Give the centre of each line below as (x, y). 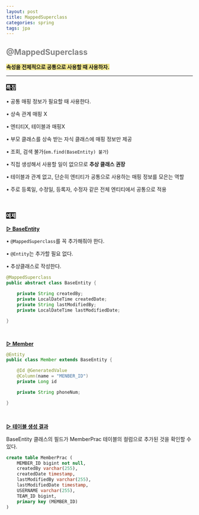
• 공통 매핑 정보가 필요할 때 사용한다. (49, 102)
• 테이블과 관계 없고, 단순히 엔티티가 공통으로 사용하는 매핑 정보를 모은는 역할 (95, 177)
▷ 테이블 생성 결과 (27, 426)
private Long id (37, 382)
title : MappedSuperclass (37, 17)
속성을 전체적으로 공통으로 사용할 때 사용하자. (58, 67)
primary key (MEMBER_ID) (47, 501)
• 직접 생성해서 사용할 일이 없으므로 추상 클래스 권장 (66, 164)
